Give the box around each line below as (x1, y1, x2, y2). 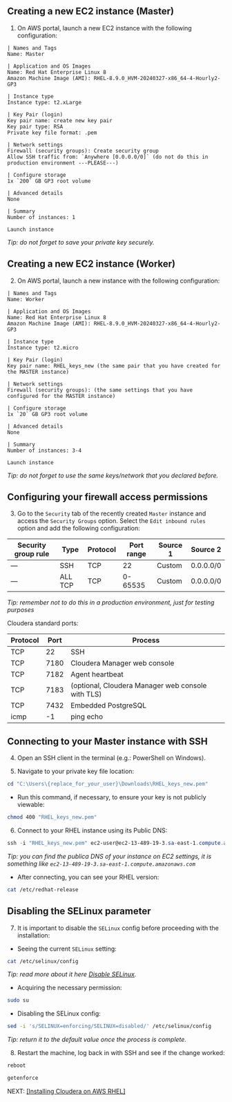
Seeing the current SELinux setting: (17, 944, 117, 953)
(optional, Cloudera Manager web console (70, 681, 207, 690)
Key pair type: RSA (7, 123, 64, 130)
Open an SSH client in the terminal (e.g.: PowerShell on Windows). (17, 754, 206, 762)
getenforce (7, 1074, 39, 1082)
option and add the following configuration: (17, 524, 140, 533)
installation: (17, 931, 50, 939)
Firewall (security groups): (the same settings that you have (7, 386, 193, 393)
